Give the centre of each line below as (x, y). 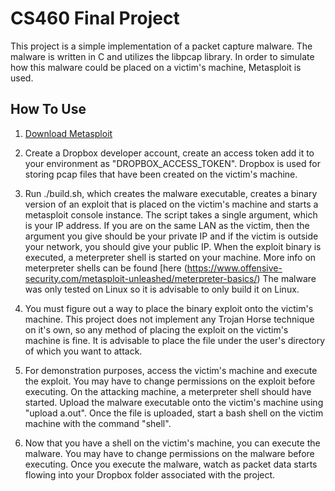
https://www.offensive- (234, 268)
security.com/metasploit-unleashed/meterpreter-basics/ (141, 278)
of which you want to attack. (83, 351)
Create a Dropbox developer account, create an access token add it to (169, 153)
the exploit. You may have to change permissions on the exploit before (170, 381)
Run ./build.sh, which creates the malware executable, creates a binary (171, 193)
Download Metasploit (68, 133)
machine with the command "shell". (98, 423)
